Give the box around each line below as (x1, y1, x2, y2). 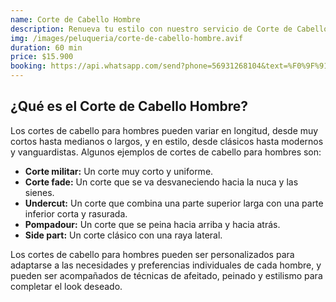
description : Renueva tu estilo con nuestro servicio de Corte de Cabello (10, 24, 329, 34)
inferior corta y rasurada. (24, 207, 128, 220)
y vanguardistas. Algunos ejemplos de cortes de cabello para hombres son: (10, 146, 322, 158)
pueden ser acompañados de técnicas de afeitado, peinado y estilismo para (10, 269, 323, 281)
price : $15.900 (10, 52, 74, 62)
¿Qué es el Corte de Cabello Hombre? (10, 98, 249, 115)
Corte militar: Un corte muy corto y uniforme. (24, 165, 214, 177)
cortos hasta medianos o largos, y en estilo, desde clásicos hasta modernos (10, 135, 324, 147)
